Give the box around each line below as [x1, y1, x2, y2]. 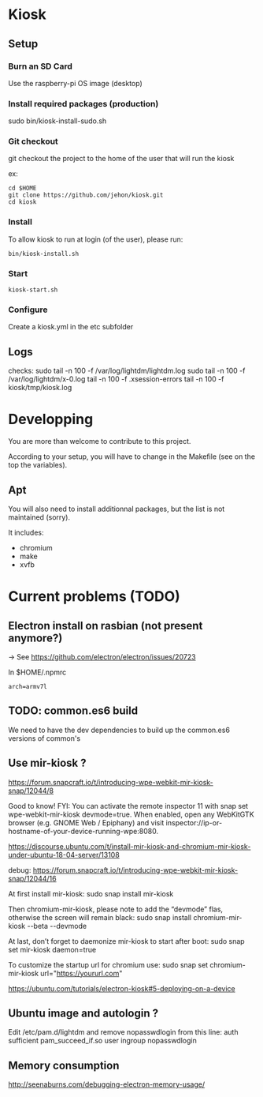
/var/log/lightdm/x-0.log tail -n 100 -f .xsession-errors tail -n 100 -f [8, 374, 224, 384]
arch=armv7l [8, 682, 47, 690]
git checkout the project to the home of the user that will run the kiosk [8, 154, 235, 163]
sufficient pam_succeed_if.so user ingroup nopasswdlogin [8, 1036, 197, 1046]
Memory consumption [8, 1058, 120, 1072]
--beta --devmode [27, 921, 87, 930]
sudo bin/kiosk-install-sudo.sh [8, 116, 107, 126]
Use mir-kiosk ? [8, 757, 87, 770]
